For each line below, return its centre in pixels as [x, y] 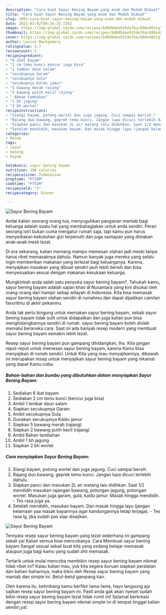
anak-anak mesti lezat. [29, 242]
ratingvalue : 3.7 [23, 46]
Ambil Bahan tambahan [36, 435]
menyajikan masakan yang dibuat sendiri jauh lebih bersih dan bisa [74, 267]
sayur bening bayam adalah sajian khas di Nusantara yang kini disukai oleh [82, 287]
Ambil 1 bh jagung [31, 440]
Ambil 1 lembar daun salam [40, 403]
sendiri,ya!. [17, 607]
